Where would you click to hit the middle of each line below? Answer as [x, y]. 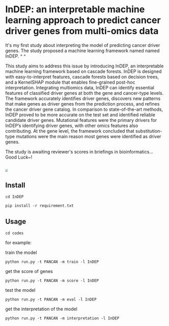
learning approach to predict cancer [83, 20]
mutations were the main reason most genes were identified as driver [89, 136]
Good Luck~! [19, 157]
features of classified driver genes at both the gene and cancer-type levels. [84, 93]
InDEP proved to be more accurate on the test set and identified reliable [80, 115]
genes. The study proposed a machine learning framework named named [82, 51]
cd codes [15, 233]
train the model [21, 252]
